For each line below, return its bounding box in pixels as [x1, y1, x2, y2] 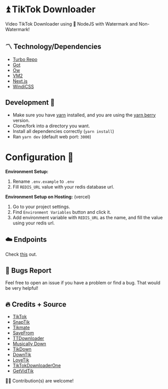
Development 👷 [5, 98, 55, 107]
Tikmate [12, 324, 30, 330]
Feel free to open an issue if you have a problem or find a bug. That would [5, 280, 160, 286]
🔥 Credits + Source [5, 300, 67, 309]
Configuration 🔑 [5, 151, 74, 163]
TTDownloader [12, 335, 44, 341]
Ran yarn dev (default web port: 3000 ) [12, 133, 92, 140]
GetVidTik [12, 368, 34, 374]
